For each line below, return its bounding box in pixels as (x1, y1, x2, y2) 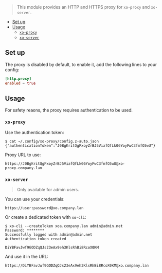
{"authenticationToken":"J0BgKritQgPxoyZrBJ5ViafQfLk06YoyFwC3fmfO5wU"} (5, 143, 156, 148)
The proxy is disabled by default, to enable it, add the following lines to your (5, 61, 157, 68)
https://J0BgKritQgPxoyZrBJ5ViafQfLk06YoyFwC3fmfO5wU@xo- (5, 161, 125, 166)
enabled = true (5, 81, 36, 86)
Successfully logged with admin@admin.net (5, 232, 92, 237)
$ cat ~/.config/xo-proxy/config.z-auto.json (5, 139, 99, 144)
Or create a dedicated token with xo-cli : (5, 214, 87, 220)
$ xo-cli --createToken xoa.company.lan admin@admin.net (5, 224, 123, 228)
